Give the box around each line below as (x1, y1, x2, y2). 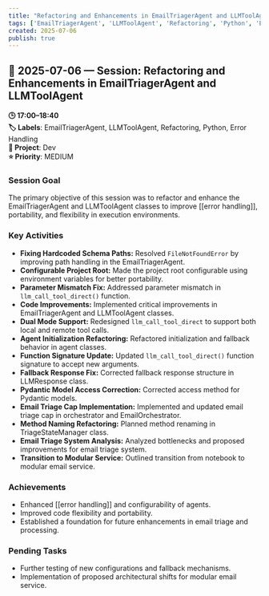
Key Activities (8, 230, 64, 241)
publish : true (8, 34, 56, 43)
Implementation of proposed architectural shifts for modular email (19, 572, 237, 582)
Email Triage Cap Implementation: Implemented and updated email (19, 402, 244, 412)
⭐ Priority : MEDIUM (8, 152, 74, 161)
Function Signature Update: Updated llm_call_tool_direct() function (19, 351, 255, 360)
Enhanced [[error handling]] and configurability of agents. (19, 499, 211, 509)
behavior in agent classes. (19, 342, 106, 351)
